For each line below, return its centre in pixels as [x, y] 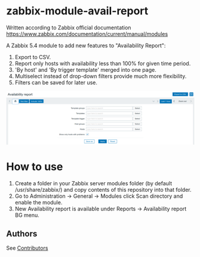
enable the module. [39, 202]
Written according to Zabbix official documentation [69, 27]
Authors [22, 233]
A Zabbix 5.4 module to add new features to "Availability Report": [86, 45]
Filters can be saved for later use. [56, 82]
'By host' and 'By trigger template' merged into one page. [85, 69]
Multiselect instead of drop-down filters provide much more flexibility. [101, 76]
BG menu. [27, 215]
